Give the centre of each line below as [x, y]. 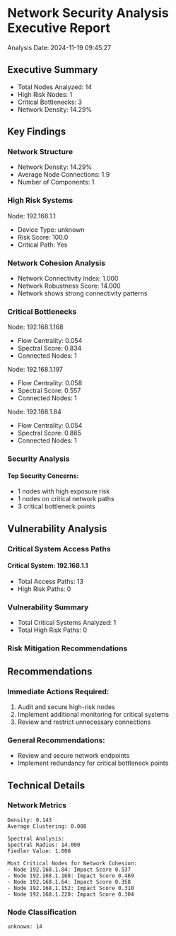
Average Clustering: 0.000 [47, 826]
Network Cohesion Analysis [57, 263]
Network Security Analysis [88, 13]
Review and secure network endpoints [74, 756]
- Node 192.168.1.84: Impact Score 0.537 [69, 870]
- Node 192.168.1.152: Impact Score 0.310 [71, 888]
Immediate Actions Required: [58, 691]
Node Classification [42, 912]
